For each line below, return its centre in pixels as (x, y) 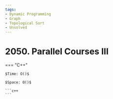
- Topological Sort (25, 23)
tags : (10, 9)
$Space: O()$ (18, 82)
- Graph (13, 18)
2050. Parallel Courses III (57, 52)
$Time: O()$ (17, 74)
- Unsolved (16, 28)
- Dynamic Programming (28, 14)
